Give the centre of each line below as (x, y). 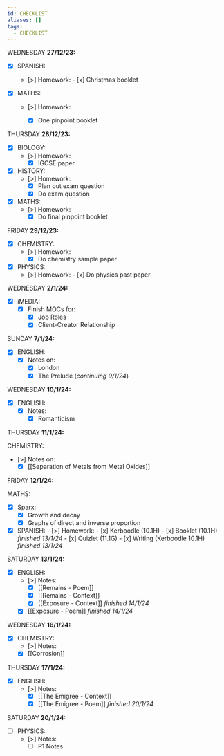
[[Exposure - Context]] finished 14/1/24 (94, 603)
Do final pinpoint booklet (73, 216)
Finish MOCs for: (52, 309)
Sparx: (27, 507)
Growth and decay (54, 515)
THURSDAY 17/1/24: (36, 667)
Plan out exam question (71, 186)
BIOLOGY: (31, 148)
